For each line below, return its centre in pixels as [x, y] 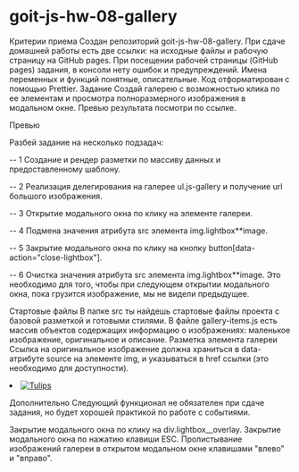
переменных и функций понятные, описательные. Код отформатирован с [149, 79]
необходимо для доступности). [69, 367]
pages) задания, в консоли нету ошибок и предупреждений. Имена [138, 70]
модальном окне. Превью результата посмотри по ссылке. [123, 107]
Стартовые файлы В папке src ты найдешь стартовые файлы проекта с [145, 311]
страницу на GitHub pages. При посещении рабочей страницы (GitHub [144, 60]
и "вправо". [31, 458]
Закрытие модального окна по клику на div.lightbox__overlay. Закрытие [145, 429]
